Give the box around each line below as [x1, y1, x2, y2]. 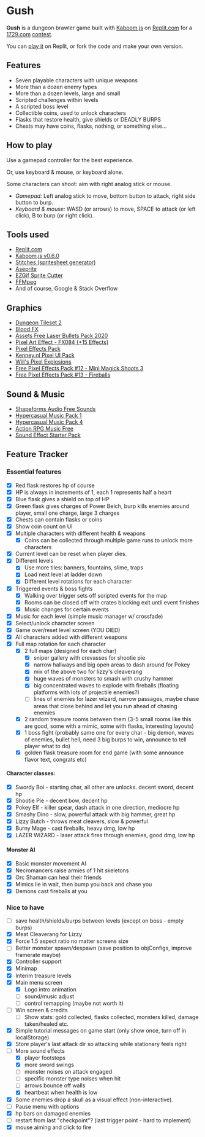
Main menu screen [15, 979, 62, 986]
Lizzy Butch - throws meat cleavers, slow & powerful [15, 818, 149, 825]
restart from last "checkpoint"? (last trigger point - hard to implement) [15, 1116, 192, 1124]
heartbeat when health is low [24, 1088, 98, 1096]
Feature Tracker [6, 449, 69, 459]
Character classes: [6, 770, 56, 777]
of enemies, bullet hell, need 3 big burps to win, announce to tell [24, 735, 187, 743]
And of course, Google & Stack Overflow [15, 285, 118, 292]
